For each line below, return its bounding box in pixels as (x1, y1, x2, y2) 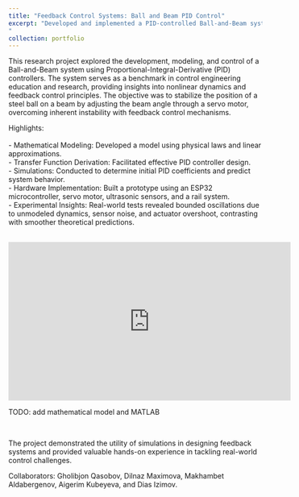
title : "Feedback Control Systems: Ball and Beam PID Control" (8, 11, 226, 20)
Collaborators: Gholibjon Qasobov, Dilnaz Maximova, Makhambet (8, 471, 224, 481)
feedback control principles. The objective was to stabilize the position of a (8, 90, 258, 101)
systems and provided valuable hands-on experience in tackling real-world (8, 447, 258, 457)
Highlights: (8, 123, 44, 133)
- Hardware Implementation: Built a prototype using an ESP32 (8, 183, 214, 193)
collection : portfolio (8, 34, 85, 43)
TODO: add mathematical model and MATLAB (8, 408, 160, 417)
